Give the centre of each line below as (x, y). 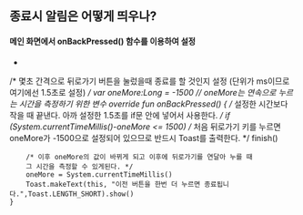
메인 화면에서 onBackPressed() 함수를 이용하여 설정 (102, 41)
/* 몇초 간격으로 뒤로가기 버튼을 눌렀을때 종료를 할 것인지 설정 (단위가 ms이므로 (150, 81)
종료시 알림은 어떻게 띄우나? (83, 16)
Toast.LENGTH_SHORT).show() (81, 194)
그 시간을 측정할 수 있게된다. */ (80, 167)
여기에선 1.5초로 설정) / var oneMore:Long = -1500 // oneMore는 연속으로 (143, 92)
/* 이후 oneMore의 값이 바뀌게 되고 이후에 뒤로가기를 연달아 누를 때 (139, 157)
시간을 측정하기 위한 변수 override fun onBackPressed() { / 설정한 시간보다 (153, 104)
